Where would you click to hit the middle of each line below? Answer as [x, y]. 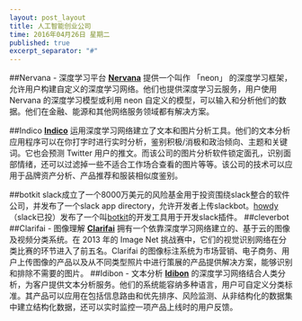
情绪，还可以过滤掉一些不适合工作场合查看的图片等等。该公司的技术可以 [151, 165]
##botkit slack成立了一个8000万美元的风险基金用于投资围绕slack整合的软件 [150, 195]
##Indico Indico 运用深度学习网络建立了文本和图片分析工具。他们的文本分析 [150, 130]
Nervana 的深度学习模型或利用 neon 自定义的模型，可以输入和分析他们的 [144, 101]
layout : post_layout [48, 18]
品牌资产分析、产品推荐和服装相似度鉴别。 [103, 175]
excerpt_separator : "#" [54, 51]
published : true [40, 43]
